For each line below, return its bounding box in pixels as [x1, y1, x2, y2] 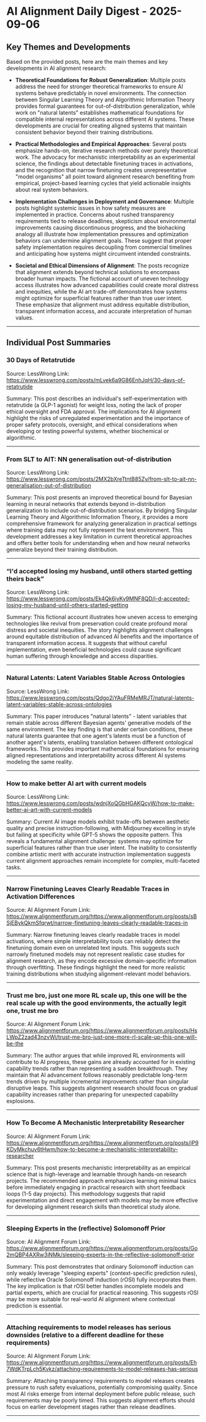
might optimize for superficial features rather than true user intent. [15, 294, 183, 302]
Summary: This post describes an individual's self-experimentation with [6, 394, 188, 402]
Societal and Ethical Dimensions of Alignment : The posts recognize [15, 262, 189, 269]
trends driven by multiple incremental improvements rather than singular [6, 1078, 189, 1085]
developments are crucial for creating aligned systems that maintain [15, 122, 187, 129]
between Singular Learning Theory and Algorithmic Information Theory [15, 96, 195, 103]
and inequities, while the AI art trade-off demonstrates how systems [15, 288, 188, 295]
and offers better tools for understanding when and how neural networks [6, 539, 191, 546]
